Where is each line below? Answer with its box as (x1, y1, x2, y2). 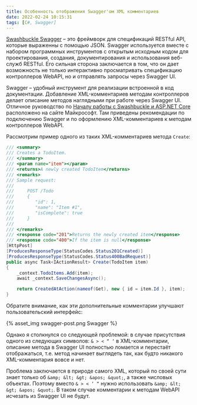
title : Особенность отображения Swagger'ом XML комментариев (6, 8, 159, 15)
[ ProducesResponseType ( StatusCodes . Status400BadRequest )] (6, 254, 151, 259)
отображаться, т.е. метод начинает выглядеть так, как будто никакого (6, 350, 183, 357)
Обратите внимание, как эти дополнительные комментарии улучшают (6, 302, 184, 309)
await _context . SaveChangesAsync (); (16, 275, 107, 282)
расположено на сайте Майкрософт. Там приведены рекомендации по (6, 109, 185, 116)
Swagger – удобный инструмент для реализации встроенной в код (6, 85, 174, 92)
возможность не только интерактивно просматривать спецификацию (6, 67, 182, 74)
